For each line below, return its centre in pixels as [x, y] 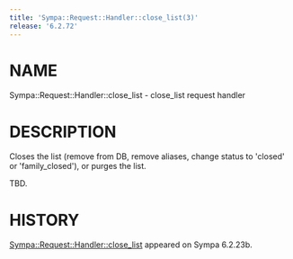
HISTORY [44, 220]
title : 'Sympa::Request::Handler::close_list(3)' [104, 18]
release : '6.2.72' [44, 26]
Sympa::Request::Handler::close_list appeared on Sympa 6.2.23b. [131, 245]
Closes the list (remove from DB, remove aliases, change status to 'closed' [147, 156]
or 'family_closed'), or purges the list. [78, 166]
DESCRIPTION [63, 132]
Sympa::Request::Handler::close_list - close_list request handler [127, 95]
